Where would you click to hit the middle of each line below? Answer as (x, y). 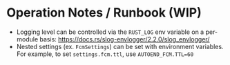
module (27, 39)
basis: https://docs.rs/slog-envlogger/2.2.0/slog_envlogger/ (125, 39)
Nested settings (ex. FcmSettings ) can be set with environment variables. (120, 46)
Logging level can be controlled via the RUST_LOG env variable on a (110, 32)
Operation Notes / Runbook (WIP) (104, 13)
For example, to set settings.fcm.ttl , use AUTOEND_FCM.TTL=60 (105, 54)
